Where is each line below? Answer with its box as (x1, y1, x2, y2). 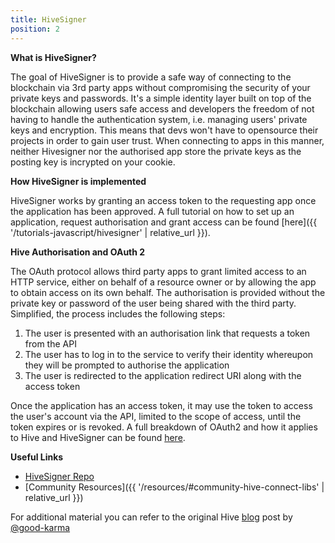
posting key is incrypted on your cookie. (10, 156, 176, 168)
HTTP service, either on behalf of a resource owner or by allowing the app (10, 276, 317, 288)
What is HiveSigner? (10, 51, 97, 63)
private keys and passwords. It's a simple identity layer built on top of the (10, 92, 312, 104)
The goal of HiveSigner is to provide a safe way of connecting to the (10, 71, 292, 83)
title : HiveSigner (10, 14, 87, 25)
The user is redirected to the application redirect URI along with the (24, 369, 302, 381)
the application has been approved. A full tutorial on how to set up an (10, 205, 295, 217)
